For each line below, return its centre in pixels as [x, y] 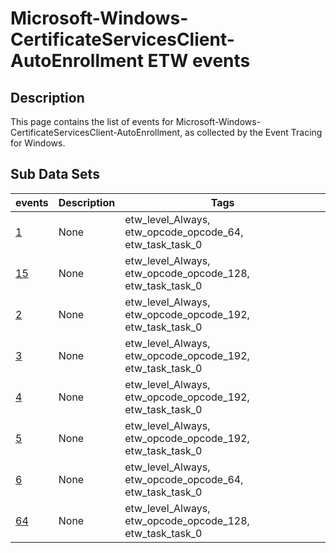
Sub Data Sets [55, 174]
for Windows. [38, 143]
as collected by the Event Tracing [253, 132]
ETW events [199, 61]
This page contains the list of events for [92, 121]
